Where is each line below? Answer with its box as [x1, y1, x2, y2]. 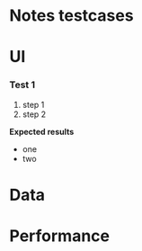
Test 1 [9, 78, 36, 91]
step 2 [22, 109, 47, 120]
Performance [9, 226, 111, 247]
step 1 [22, 99, 45, 110]
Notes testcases [9, 5, 134, 26]
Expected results [9, 126, 75, 137]
